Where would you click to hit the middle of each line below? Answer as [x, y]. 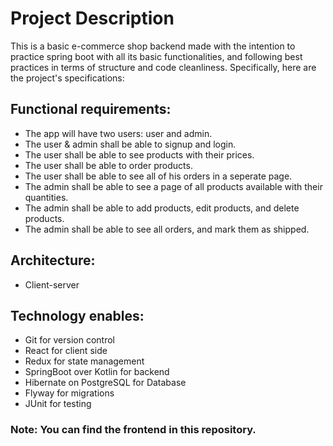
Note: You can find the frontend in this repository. [133, 430]
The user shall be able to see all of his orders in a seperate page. [158, 176]
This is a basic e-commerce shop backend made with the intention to [153, 46]
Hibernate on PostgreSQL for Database [105, 383]
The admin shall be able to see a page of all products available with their [173, 186]
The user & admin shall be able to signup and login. [130, 144]
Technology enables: [77, 315]
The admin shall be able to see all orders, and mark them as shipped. [167, 229]
